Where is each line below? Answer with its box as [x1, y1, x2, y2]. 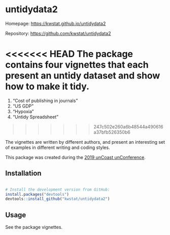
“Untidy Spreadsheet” [12, 114, 59, 120]
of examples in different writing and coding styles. [5, 144, 110, 150]
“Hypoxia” [12, 108, 34, 114]
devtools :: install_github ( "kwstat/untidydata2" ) [5, 196, 110, 202]
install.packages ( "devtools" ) [5, 192, 70, 197]
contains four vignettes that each [5, 59, 149, 71]
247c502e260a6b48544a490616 [93, 123, 163, 129]
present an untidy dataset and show [5, 70, 160, 82]
